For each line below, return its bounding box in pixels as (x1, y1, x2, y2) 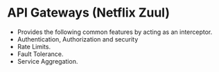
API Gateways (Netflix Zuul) (7, 5, 170, 21)
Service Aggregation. (17, 57, 78, 65)
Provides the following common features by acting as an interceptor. (17, 28, 213, 36)
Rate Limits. (17, 42, 51, 51)
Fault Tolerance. (17, 50, 64, 58)
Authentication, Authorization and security (17, 35, 139, 43)
